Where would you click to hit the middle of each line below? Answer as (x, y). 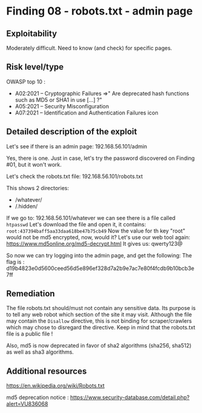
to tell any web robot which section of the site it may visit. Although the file (99, 315)
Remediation (31, 294)
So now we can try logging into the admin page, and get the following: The (99, 255)
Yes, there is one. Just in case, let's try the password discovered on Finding (101, 158)
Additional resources (47, 371)
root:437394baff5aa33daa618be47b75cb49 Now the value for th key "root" (96, 231)
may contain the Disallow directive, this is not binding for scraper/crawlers (99, 321)
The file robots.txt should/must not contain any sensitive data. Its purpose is (101, 308)
